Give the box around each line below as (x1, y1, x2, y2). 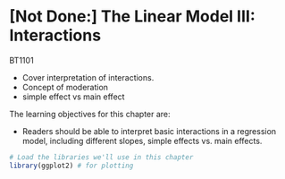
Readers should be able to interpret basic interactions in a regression (21, 125, 277, 136)
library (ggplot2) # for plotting (9, 161, 134, 170)
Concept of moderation (21, 81, 109, 92)
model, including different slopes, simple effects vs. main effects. (21, 135, 263, 146)
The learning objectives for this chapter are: (9, 108, 172, 119)
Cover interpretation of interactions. (21, 72, 155, 82)
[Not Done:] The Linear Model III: (9, 6, 256, 27)
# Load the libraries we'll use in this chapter (9, 152, 194, 162)
